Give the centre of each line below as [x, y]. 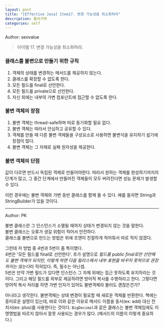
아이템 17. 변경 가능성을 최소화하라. [50, 47]
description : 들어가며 [26, 19]
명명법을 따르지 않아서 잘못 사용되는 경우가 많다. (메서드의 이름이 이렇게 [73, 314]
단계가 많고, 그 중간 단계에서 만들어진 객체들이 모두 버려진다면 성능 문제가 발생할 [81, 178]
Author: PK [16, 216]
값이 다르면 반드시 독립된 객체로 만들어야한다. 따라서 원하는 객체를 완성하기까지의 [82, 173]
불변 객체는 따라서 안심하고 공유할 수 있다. [52, 129]
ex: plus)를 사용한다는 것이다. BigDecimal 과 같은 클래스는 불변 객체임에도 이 [87, 307]
